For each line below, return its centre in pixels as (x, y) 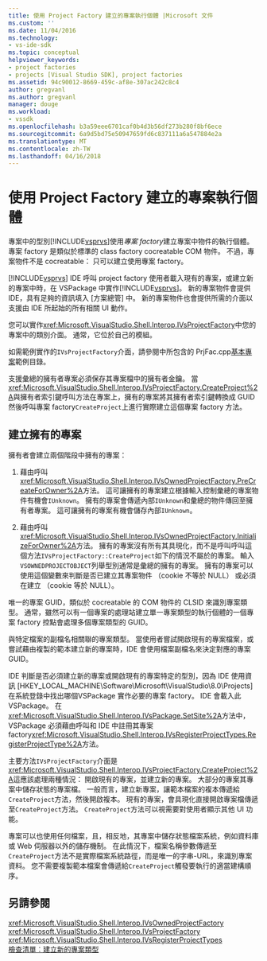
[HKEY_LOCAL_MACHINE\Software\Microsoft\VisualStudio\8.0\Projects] (135, 686)
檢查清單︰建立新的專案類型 (54, 949)
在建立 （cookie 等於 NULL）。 (69, 585)
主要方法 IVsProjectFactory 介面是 (63, 761)
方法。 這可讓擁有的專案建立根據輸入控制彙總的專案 (167, 490)
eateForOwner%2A (51, 490)
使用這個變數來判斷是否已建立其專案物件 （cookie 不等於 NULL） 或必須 (138, 575)
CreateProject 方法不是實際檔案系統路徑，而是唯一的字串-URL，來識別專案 (130, 856)
